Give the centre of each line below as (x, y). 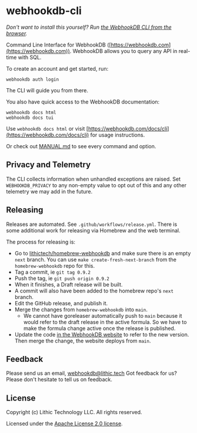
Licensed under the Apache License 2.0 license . (64, 424)
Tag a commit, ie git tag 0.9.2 (53, 272)
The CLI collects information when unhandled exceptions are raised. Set (94, 179)
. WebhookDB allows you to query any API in (123, 51)
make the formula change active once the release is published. (99, 328)
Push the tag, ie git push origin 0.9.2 (62, 278)
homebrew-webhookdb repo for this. (55, 265)
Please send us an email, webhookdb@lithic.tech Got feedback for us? (92, 373)
